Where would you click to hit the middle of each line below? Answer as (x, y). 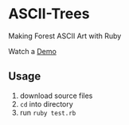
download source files (56, 96)
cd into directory (46, 104)
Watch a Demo (33, 51)
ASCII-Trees (49, 14)
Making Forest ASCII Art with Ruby (65, 36)
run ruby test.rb (48, 112)
